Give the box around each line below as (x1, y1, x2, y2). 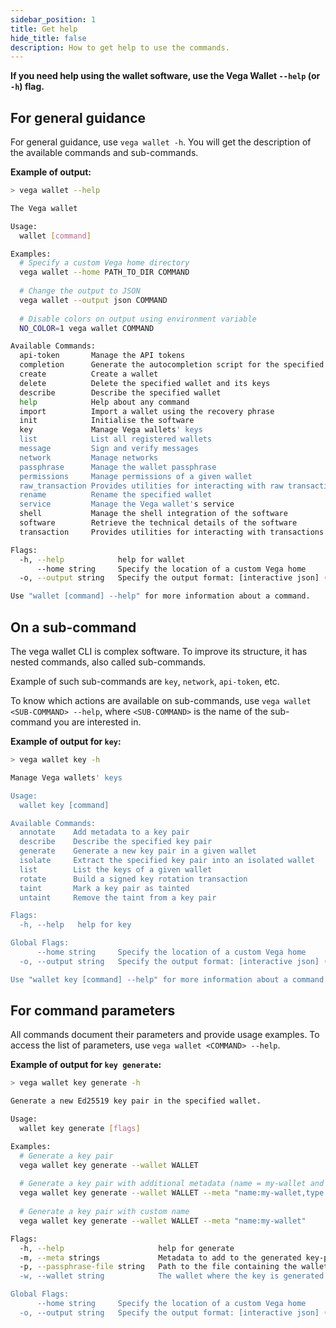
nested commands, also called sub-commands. (10, 656, 207, 668)
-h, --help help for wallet (19, 554, 186, 565)
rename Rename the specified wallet (19, 490, 213, 500)
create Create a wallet (19, 369, 159, 380)
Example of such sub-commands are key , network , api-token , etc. (10, 676, 280, 687)
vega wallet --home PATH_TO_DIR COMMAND (19, 267, 190, 278)
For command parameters (10, 1002, 176, 1020)
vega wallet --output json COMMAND (19, 295, 168, 305)
